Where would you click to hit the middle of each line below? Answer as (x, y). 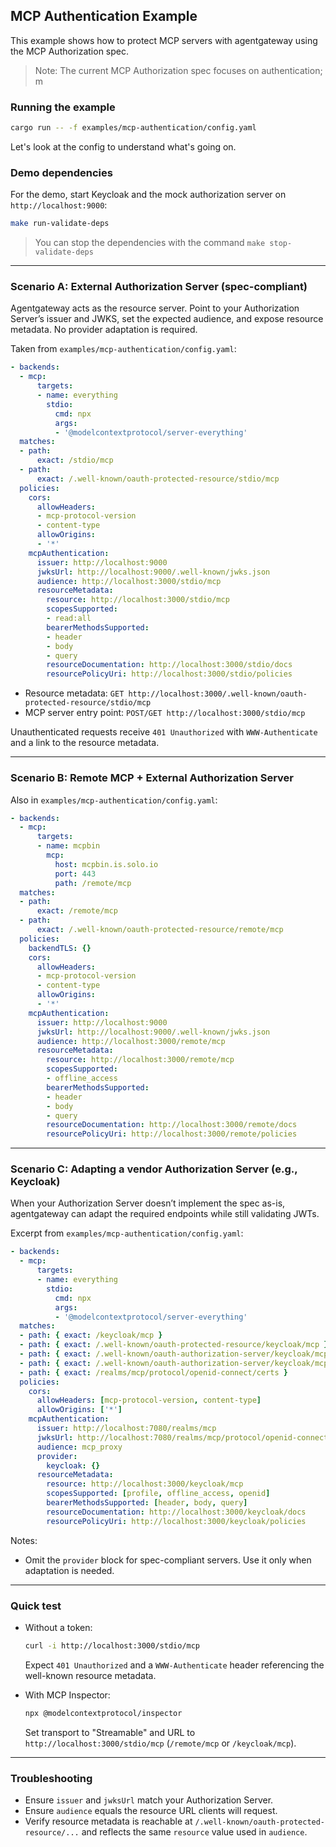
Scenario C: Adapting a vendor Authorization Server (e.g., (154, 1169)
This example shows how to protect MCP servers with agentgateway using (164, 40)
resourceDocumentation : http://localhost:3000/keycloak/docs (176, 1512)
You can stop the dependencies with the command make (150, 243)
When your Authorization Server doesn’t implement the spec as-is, (148, 1203)
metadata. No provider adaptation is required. (104, 330)
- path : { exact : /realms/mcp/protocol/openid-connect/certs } (153, 1372)
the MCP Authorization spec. (70, 51)
